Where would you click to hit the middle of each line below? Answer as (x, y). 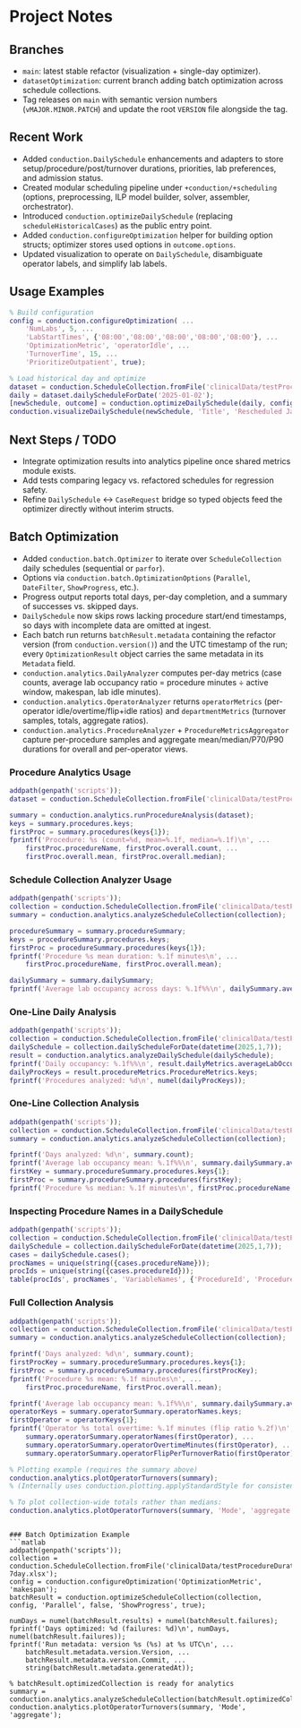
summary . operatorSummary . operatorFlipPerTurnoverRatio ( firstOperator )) (162, 1453)
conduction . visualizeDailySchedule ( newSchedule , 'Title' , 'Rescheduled (146, 412)
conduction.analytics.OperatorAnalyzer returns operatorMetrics (142, 701)
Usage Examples (57, 292)
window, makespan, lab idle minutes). (91, 692)
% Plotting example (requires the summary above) (104, 1470)
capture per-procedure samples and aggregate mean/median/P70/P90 (153, 739)
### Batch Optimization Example (69, 1535)
